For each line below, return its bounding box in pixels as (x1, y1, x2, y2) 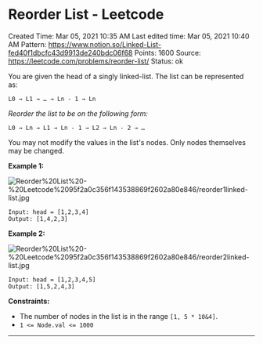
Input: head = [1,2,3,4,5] (8, 276, 96, 284)
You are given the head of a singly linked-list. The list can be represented (8, 71, 244, 81)
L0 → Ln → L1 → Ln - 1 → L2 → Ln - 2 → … (8, 124, 146, 132)
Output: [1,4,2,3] (8, 215, 68, 223)
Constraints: (8, 296, 50, 306)
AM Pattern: (8, 39, 47, 49)
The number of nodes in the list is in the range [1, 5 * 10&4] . (19, 311, 218, 320)
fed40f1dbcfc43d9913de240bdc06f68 (8, 48, 133, 57)
